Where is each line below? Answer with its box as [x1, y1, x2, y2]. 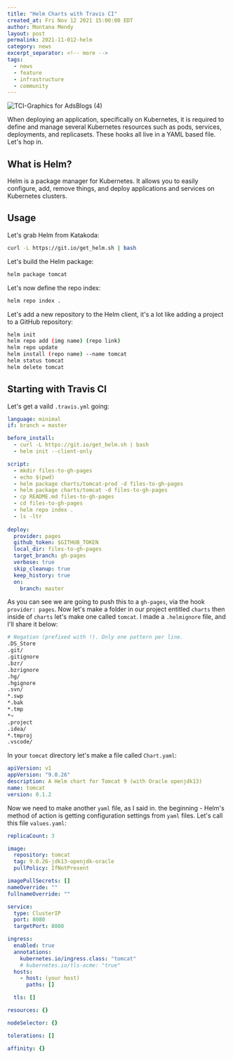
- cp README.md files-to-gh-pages [13, 494, 114, 501]
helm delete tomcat [7, 363, 65, 370]
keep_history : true [13, 572, 71, 579]
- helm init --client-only [13, 448, 93, 455]
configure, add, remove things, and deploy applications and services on [7, 184, 215, 193]
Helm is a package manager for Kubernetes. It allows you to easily [7, 177, 199, 185]
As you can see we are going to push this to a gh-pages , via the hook [7, 598, 205, 606]
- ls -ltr [13, 513, 42, 520]
